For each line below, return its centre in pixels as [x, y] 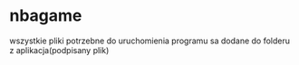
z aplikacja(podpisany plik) [59, 50]
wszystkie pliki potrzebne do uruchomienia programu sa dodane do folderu [149, 41]
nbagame [46, 16]
